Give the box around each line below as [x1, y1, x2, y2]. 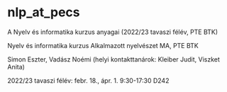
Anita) [7, 62, 25, 71]
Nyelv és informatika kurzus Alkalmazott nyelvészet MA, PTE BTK [7, 41, 199, 50]
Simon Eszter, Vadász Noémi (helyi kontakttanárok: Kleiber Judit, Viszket [7, 54, 220, 64]
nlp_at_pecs [7, 4, 80, 21]
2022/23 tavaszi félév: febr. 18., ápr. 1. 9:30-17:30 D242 [7, 76, 170, 85]
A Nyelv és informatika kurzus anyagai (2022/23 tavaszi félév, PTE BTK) [7, 28, 218, 36]
